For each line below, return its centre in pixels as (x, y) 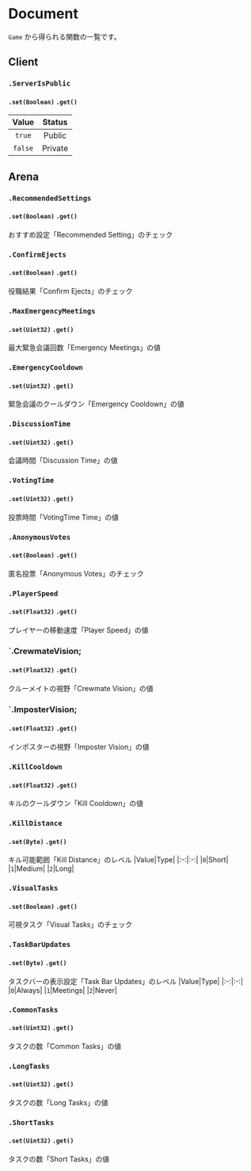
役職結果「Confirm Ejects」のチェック (70, 291)
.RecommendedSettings (50, 198)
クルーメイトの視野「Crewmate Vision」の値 (81, 688)
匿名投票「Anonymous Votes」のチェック (76, 573)
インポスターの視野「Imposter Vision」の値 (79, 747)
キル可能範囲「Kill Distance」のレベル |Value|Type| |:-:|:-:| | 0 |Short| (118, 860)
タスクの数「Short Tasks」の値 (59, 1159)
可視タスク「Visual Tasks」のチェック (70, 925)
